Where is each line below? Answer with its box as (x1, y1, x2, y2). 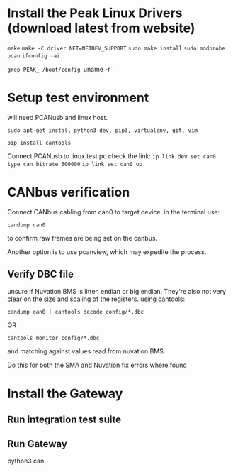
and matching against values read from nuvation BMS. (7, 346, 166, 356)
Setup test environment (7, 90, 149, 106)
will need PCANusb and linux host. (7, 113, 108, 121)
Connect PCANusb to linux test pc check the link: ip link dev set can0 (7, 151, 216, 160)
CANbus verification (7, 185, 130, 200)
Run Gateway (7, 438, 67, 450)
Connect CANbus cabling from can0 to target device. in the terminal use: (7, 207, 220, 216)
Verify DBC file (7, 268, 74, 280)
